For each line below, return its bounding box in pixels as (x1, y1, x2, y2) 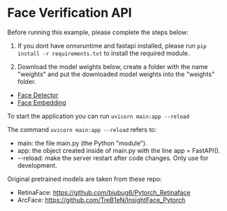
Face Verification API (7, 5, 132, 21)
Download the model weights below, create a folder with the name (17, 62, 208, 71)
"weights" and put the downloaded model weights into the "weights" (17, 70, 215, 78)
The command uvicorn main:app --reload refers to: (7, 125, 157, 133)
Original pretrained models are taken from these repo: (7, 175, 162, 183)
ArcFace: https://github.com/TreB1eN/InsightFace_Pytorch (17, 196, 186, 204)
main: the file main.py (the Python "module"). (17, 138, 148, 147)
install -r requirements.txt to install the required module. (17, 49, 190, 57)
